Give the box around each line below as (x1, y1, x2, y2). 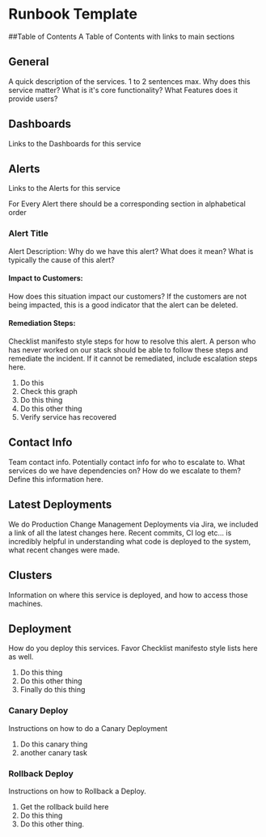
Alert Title (8, 228, 49, 239)
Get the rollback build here (19, 801, 109, 811)
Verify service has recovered (19, 412, 117, 422)
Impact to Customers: (8, 273, 83, 283)
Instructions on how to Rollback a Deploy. (8, 786, 147, 796)
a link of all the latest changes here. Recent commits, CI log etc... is (8, 527, 232, 538)
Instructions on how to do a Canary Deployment (8, 723, 168, 733)
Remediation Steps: (8, 319, 76, 328)
